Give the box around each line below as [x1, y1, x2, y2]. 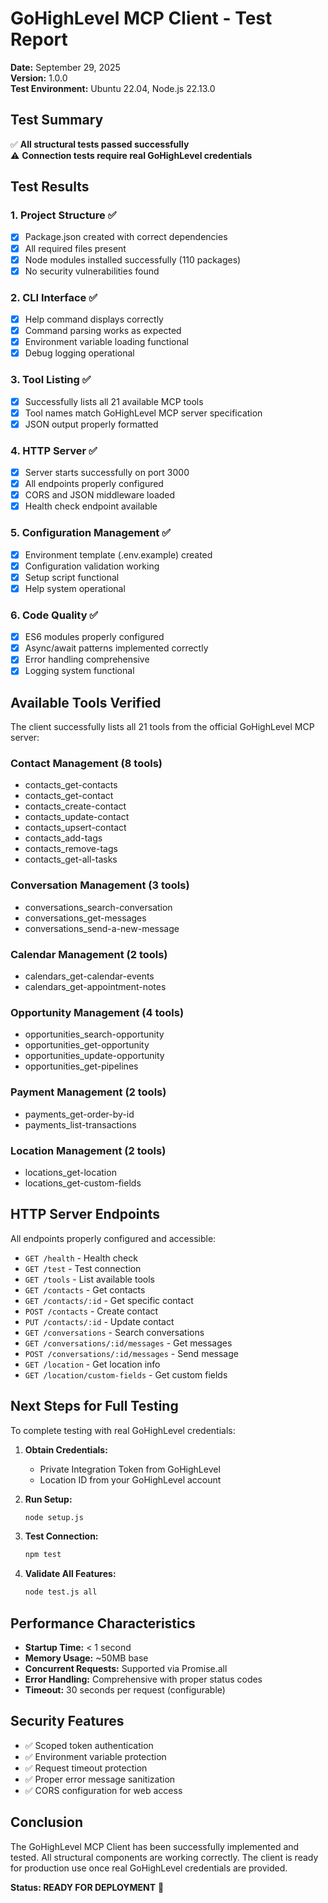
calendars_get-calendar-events [24, 970, 155, 982]
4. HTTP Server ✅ [10, 443, 98, 457]
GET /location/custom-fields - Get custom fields [24, 1368, 228, 1381]
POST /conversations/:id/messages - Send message [24, 1347, 239, 1359]
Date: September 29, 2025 [10, 61, 121, 73]
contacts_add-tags [24, 832, 103, 844]
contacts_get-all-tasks [24, 853, 118, 866]
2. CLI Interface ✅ [10, 290, 98, 304]
